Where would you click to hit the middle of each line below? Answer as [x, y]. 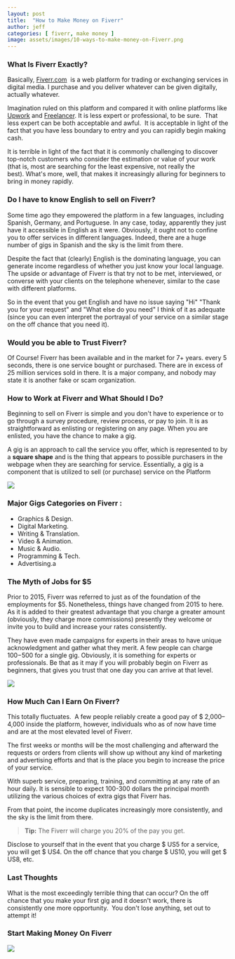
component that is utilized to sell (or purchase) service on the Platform [109, 472]
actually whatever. [34, 95]
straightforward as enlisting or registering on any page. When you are [108, 428]
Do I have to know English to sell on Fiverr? [81, 199]
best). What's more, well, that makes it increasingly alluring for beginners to [116, 174]
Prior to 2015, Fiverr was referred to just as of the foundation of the [104, 597]
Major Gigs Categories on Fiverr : [65, 503]
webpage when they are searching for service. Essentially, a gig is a [106, 465]
